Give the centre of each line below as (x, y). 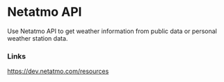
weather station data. (38, 38)
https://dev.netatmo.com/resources (58, 71)
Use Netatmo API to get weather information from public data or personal (112, 31)
